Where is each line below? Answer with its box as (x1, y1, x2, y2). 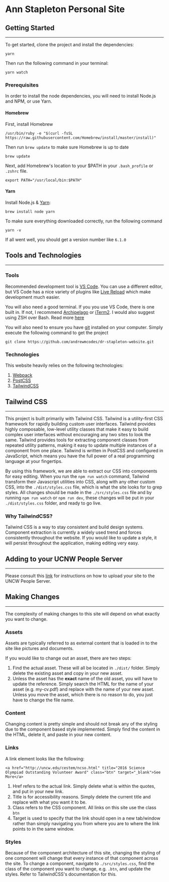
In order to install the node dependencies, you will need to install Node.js (5, 93, 156, 99)
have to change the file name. (12, 697, 74, 703)
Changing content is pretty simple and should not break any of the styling (5, 721, 157, 727)
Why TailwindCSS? (5, 512, 53, 519)
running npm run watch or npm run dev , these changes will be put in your (5, 495, 154, 501)
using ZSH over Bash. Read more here (5, 314, 84, 320)
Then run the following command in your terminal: (5, 60, 109, 66)
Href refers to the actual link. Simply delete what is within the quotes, (12, 783, 156, 789)
